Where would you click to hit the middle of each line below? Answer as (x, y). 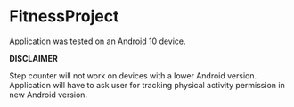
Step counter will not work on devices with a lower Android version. (133, 75)
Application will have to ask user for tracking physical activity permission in (147, 85)
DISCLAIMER (33, 58)
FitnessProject (64, 16)
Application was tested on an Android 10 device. (98, 41)
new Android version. (48, 95)
